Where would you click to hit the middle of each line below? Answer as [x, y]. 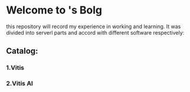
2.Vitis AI [20, 84]
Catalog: [22, 51]
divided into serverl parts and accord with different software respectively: [95, 32]
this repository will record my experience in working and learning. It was [94, 26]
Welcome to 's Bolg [54, 10]
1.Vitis [15, 68]
